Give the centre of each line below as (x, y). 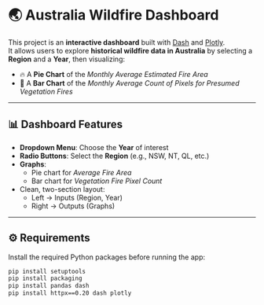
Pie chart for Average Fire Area (81, 172)
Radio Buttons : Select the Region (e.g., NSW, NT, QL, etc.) (114, 156)
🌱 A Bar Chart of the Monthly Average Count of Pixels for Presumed (129, 83)
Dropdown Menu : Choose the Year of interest (94, 147)
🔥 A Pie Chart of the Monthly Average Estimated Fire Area (114, 74)
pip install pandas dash (49, 286)
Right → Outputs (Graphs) (73, 206)
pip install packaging (45, 279)
